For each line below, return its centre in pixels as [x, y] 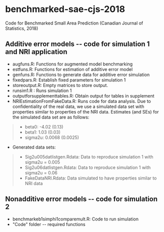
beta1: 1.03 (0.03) [43, 132]
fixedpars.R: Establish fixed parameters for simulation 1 [69, 80]
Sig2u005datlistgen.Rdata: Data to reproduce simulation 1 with [89, 156]
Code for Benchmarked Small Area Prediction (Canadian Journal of [74, 23]
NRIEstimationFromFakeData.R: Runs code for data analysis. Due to [81, 101]
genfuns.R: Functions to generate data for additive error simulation [81, 74]
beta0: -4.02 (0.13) [44, 126]
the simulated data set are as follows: [51, 117]
